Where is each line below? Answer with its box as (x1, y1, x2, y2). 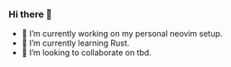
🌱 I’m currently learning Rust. (21, 38, 130, 48)
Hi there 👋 (8, 8, 53, 21)
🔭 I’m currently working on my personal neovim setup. (21, 29, 223, 39)
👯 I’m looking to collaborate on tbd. (21, 47, 152, 58)
